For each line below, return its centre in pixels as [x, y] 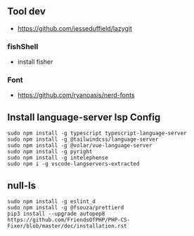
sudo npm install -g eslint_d [52, 202]
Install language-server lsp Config [84, 117]
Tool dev [26, 12]
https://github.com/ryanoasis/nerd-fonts [76, 95]
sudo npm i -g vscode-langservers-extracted [73, 164]
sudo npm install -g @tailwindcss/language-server [83, 139]
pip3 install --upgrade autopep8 [56, 214]
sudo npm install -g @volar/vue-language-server [80, 146]
